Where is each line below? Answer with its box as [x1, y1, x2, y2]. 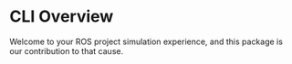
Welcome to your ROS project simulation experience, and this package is [9, 36, 283, 47]
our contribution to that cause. [9, 45, 124, 56]
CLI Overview [9, 6, 114, 27]
